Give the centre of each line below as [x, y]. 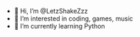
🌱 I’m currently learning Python [59, 26]
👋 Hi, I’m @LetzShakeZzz [51, 11]
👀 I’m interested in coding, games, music [74, 18]
